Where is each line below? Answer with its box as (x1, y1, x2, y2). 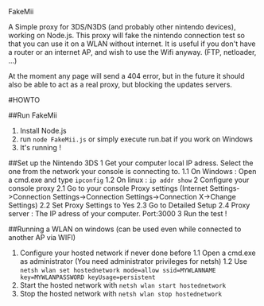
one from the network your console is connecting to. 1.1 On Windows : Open (8, 167, 257, 176)
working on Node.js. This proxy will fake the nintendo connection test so (8, 31, 245, 40)
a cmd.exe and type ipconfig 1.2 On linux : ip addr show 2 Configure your (8, 175, 250, 184)
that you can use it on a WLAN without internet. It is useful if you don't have (8, 39, 256, 48)
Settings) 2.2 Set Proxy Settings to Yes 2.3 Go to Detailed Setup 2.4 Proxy (8, 200, 250, 210)
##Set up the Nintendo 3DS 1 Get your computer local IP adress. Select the (8, 158, 254, 168)
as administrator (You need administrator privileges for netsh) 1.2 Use (19, 257, 248, 265)
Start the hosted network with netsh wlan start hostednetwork (19, 281, 227, 289)
